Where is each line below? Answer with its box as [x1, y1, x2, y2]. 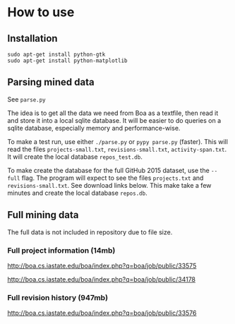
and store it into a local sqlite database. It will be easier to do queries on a [7, 116, 222, 124]
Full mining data [7, 209, 79, 221]
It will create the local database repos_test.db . [7, 152, 143, 161]
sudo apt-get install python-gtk [7, 51, 106, 58]
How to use [7, 4, 75, 20]
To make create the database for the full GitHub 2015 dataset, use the [7, 166, 210, 174]
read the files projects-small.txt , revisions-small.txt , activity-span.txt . [7, 145, 227, 153]
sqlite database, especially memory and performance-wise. [7, 124, 181, 132]
